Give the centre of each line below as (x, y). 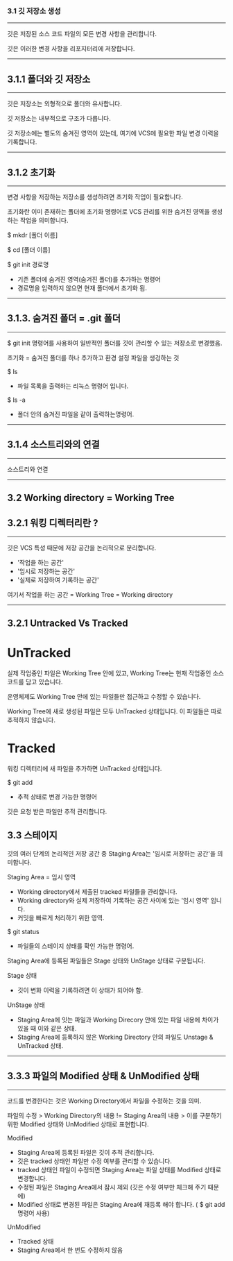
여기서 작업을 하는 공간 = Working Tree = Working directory (90, 594)
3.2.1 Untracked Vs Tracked (68, 624)
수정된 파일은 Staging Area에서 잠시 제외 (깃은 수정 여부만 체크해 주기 (112, 1187)
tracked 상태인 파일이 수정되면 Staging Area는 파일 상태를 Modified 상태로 (119, 1169)
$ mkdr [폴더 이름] (33, 235)
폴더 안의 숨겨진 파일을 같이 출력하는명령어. (76, 414)
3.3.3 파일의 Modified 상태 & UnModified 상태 (103, 1076)
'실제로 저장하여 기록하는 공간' (58, 579)
